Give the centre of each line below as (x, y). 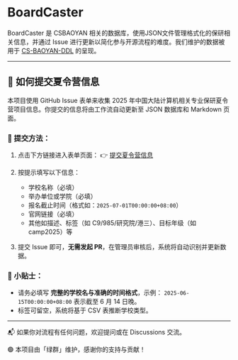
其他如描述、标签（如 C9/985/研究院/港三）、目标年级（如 (112, 223)
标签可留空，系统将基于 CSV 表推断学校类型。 (85, 310)
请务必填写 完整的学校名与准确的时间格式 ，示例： (90, 293)
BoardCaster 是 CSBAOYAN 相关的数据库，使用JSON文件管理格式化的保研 (116, 33)
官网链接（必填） (53, 214)
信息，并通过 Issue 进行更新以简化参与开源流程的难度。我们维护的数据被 (119, 42)
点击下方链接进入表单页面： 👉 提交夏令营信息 (85, 155)
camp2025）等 (50, 232)
